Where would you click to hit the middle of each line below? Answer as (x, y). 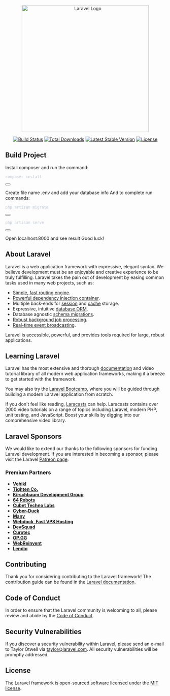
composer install (24, 177)
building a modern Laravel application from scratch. (59, 394)
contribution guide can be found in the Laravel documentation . (71, 582)
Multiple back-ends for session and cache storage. (66, 303)
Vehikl (20, 484)
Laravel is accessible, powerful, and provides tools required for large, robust (85, 335)
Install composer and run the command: (47, 167)
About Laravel (28, 254)
